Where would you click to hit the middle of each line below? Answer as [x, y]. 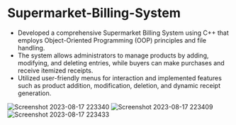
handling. [31, 48]
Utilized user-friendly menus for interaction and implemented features [119, 78]
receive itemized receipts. [55, 70]
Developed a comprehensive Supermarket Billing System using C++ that [123, 33]
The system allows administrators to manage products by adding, [113, 55]
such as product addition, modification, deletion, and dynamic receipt [119, 85]
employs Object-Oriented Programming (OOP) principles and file [112, 40]
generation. [34, 93]
